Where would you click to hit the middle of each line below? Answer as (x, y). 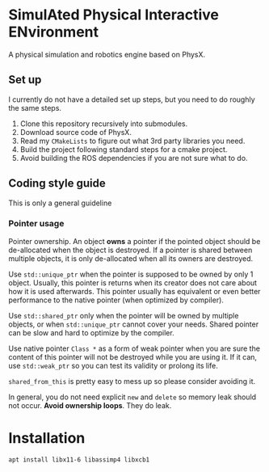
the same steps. (35, 107)
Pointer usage (36, 224)
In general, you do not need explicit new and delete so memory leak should (132, 397)
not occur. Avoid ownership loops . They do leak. (90, 405)
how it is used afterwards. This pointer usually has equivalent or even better (134, 291)
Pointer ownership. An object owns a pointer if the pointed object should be (134, 241)
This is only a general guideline (60, 203)
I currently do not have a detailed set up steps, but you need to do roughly (132, 99)
